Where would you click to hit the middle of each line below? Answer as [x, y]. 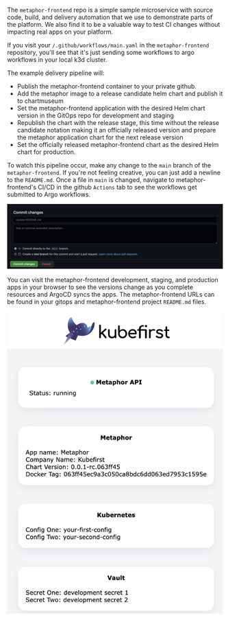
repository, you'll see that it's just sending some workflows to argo [101, 52]
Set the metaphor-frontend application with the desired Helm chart [111, 108]
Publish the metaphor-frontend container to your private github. [107, 86]
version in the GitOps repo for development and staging [95, 115]
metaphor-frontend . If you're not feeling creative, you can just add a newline [114, 172]
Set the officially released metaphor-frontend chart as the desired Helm [118, 145]
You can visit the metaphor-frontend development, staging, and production [113, 279]
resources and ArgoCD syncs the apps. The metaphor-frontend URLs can [111, 294]
